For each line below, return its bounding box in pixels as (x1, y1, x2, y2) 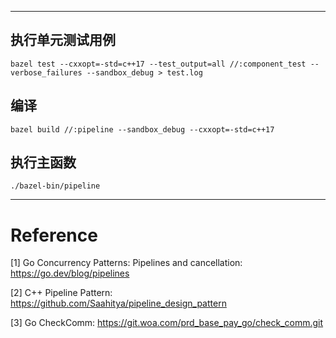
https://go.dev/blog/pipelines (10, 267, 130, 280)
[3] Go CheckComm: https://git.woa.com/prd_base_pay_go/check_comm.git (10, 317, 324, 329)
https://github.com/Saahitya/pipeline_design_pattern (10, 297, 227, 310)
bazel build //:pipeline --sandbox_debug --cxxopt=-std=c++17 (10, 124, 275, 135)
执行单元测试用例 (10, 32, 116, 49)
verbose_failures (10, 67, 83, 78)
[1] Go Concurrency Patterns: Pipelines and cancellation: (10, 257, 243, 269)
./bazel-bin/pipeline (10, 181, 101, 191)
